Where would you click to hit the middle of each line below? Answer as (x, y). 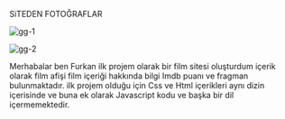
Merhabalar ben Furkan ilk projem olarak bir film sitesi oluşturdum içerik (143, 66)
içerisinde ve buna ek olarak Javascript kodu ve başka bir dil (122, 95)
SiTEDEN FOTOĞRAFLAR (56, 14)
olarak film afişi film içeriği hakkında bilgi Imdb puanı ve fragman (129, 76)
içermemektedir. (40, 105)
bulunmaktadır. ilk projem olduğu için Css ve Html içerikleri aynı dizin (137, 85)
